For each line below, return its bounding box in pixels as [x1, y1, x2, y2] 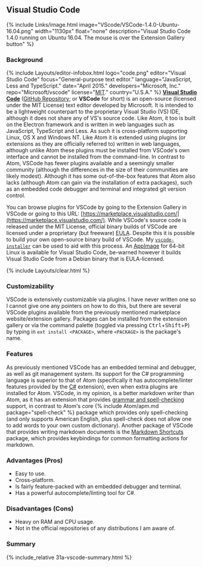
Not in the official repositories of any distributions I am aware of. [15, 525, 176, 532]
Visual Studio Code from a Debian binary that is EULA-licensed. [6, 255, 165, 263]
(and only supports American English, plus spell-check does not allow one [6, 415, 192, 423]
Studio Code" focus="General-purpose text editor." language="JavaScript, [6, 76, 192, 83]
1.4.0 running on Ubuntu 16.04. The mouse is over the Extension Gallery [6, 33, 185, 41]
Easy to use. [15, 470, 46, 477]
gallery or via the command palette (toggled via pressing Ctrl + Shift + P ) [6, 322, 190, 329]
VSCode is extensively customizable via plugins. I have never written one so [6, 296, 196, 303]
